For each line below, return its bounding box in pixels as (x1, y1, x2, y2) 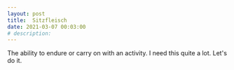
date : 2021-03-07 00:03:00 (7, 23, 86, 30)
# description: (7, 29, 52, 37)
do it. (7, 57, 22, 65)
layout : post (7, 10, 46, 17)
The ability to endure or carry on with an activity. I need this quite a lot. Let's (7, 49, 228, 57)
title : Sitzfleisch (7, 17, 68, 24)
